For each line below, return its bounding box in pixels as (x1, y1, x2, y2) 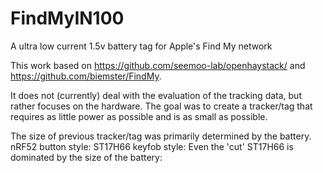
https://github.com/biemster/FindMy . (10, 70, 162, 82)
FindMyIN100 (10, 7, 125, 30)
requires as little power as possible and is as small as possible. (10, 110, 268, 122)
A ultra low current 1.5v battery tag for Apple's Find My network (10, 40, 273, 52)
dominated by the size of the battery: (10, 151, 163, 163)
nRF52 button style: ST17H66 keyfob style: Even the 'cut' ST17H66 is (10, 140, 294, 152)
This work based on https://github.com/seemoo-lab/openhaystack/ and (10, 59, 306, 71)
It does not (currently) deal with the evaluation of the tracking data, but (10, 89, 302, 101)
